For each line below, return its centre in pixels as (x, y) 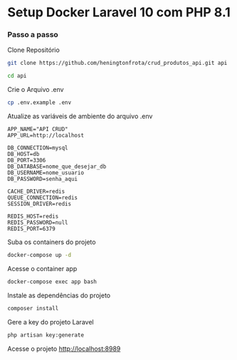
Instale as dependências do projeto (59, 295)
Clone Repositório (34, 50)
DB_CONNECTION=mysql (38, 148)
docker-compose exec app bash (52, 282)
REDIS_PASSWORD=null (38, 223)
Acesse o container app (42, 268)
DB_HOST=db (23, 154)
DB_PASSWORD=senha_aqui (43, 179)
